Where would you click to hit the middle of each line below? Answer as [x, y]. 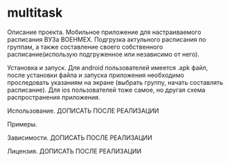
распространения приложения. [54, 97]
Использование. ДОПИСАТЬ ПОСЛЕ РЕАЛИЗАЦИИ [83, 111]
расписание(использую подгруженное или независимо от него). [103, 54]
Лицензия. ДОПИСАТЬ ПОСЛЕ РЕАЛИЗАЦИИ [74, 151]
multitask [35, 13]
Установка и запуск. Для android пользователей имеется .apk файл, [108, 67]
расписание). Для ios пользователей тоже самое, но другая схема [106, 90]
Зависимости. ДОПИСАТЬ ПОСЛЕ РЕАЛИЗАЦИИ [80, 138]
